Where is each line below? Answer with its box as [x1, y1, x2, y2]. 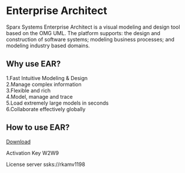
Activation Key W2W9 [6, 149, 59, 156]
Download [6, 138, 31, 145]
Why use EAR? [6, 59, 61, 69]
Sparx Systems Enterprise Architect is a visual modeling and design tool [6, 23, 180, 30]
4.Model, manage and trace [6, 93, 73, 100]
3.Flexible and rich [6, 86, 51, 94]
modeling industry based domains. [6, 42, 90, 49]
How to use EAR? [6, 123, 70, 133]
